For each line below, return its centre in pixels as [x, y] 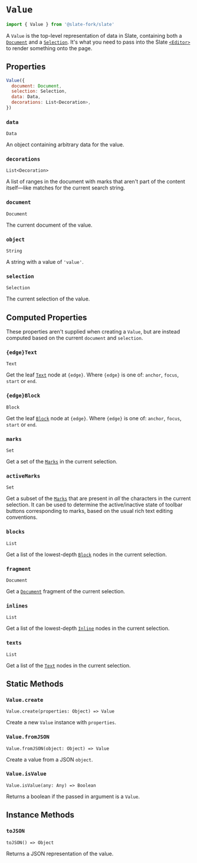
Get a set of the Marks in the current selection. [62, 462]
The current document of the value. [49, 225]
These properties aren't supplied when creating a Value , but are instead [93, 332]
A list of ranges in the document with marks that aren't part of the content [96, 182]
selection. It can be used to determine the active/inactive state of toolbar [94, 505]
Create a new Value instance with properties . [61, 723]
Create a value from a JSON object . [50, 759]
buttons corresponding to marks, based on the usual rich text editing [89, 511]
